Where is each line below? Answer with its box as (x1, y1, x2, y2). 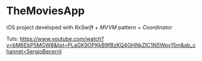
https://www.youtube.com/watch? (20, 35, 104, 42)
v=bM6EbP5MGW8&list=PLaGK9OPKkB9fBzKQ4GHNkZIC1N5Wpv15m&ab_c (6, 41, 196, 49)
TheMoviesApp (6, 4, 85, 18)
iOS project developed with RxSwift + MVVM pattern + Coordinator (6, 24, 173, 31)
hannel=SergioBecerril (6, 47, 62, 54)
